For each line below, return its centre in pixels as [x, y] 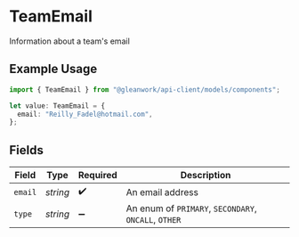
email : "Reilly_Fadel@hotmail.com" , [85, 114]
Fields [27, 150]
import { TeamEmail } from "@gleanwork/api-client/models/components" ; [145, 90]
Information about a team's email [70, 41]
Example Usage [53, 69]
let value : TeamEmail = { [57, 106]
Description [206, 176]
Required [97, 176]
